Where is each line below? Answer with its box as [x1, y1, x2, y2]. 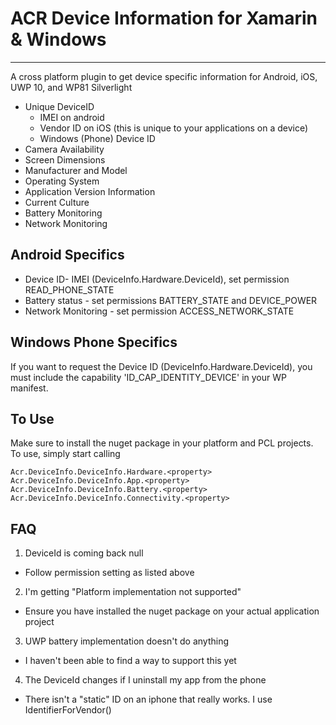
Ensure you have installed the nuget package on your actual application [24, 605, 320, 617]
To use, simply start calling [10, 448, 121, 460]
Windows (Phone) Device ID [39, 132, 156, 144]
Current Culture [24, 196, 90, 208]
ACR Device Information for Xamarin [10, 7, 318, 30]
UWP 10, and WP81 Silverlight [10, 81, 133, 93]
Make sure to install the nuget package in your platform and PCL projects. [10, 437, 314, 449]
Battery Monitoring [24, 207, 103, 219]
